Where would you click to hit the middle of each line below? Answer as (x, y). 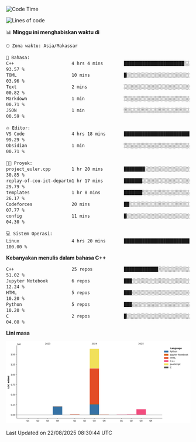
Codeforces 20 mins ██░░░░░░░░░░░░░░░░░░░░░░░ (98, 204)
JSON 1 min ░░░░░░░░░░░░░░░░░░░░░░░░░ (98, 110)
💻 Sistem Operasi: (29, 234)
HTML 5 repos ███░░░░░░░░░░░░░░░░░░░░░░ (98, 293)
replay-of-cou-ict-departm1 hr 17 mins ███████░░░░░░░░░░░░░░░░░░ (98, 181)
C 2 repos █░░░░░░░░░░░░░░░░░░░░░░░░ (98, 316)
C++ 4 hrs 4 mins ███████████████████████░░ (98, 63)
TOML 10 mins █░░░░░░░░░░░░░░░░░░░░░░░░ (98, 75)
